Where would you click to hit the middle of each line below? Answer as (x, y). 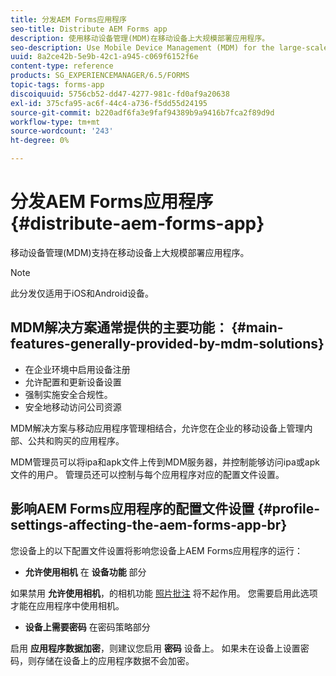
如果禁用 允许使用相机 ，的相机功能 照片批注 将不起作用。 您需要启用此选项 (164, 593)
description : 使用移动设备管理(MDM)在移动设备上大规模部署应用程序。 (140, 38)
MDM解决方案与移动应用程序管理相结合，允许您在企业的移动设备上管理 (157, 428)
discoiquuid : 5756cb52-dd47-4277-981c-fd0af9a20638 (120, 94)
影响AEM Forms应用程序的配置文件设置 (132, 509)
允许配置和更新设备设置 (73, 382)
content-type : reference (62, 66)
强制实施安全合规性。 (68, 394)
